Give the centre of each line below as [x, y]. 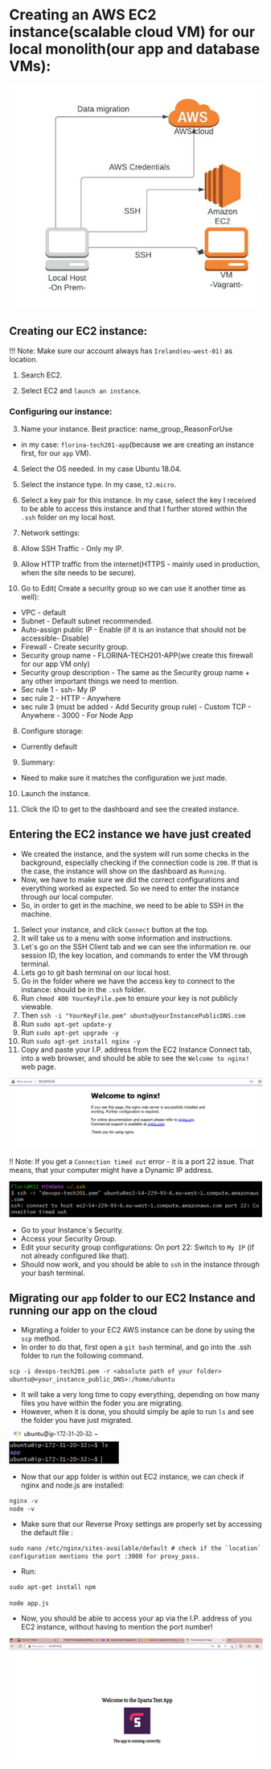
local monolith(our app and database [135, 49]
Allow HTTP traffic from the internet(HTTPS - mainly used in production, [140, 564]
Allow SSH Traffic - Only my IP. [72, 549]
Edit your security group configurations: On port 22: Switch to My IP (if [138, 1247]
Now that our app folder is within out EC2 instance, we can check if [132, 1477]
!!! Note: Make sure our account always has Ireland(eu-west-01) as [121, 350]
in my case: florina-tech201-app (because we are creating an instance [137, 444]
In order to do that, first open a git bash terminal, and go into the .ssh [136, 1347]
